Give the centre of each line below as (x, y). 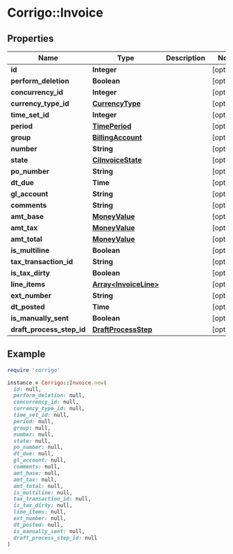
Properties (31, 39)
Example (26, 354)
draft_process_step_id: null (55, 538)
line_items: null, (40, 512)
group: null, (32, 428)
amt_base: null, (37, 473)
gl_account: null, (40, 460)
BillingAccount (117, 137)
